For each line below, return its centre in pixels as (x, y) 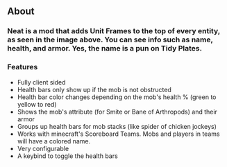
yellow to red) (37, 104)
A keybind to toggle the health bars (67, 156)
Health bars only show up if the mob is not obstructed (94, 89)
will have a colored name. (54, 141)
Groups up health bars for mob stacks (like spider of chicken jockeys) (117, 126)
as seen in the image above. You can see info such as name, (110, 39)
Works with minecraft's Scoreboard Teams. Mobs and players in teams (118, 134)
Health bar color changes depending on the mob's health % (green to (117, 97)
